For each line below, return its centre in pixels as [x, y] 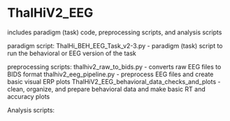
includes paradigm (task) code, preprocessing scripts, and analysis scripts [115, 32]
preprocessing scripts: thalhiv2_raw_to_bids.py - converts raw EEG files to [114, 66]
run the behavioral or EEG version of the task [72, 53]
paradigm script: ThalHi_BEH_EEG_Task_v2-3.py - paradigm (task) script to [115, 45]
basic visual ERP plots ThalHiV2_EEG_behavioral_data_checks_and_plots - [114, 81]
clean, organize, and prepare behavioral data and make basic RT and [106, 89]
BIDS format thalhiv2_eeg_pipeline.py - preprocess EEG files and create [110, 74]
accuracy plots [29, 97]
